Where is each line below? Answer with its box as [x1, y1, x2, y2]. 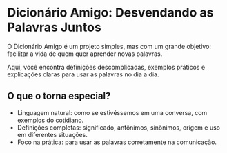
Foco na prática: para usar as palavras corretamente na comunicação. [17, 138, 217, 146]
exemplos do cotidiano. [17, 116, 84, 124]
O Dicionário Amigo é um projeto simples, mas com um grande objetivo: [7, 42, 212, 50]
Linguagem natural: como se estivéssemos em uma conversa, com [17, 108, 208, 116]
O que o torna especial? [7, 90, 111, 102]
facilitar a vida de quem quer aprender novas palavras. [7, 50, 163, 58]
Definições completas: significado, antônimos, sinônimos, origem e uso [17, 123, 221, 132]
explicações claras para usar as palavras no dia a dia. [7, 70, 159, 79]
